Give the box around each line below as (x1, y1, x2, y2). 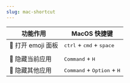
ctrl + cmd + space (64, 41, 114, 49)
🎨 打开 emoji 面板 (9, 41, 59, 49)
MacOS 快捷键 (71, 29, 114, 38)
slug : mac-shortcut (6, 8, 56, 15)
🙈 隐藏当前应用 (9, 55, 52, 63)
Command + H (64, 54, 95, 62)
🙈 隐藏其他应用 (9, 66, 52, 75)
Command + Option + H (64, 65, 120, 74)
